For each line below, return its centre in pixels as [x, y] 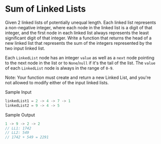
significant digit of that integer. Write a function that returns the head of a [78, 38]
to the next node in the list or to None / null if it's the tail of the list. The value [80, 63]
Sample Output [20, 115]
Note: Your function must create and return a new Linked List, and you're [78, 77]
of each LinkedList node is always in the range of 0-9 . [59, 68]
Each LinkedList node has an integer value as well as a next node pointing [80, 57]
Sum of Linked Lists [45, 9]
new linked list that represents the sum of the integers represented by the [79, 43]
